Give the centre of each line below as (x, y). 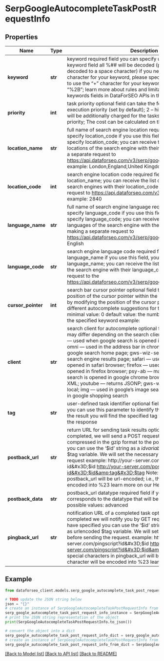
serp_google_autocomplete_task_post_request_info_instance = (69, 613)
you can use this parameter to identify (111, 410)
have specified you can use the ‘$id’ (108, 525)
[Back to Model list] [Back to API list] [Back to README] (61, 654)
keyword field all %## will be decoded (111, 65)
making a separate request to (101, 231)
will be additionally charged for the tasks (113, 116)
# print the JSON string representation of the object (62, 617)
